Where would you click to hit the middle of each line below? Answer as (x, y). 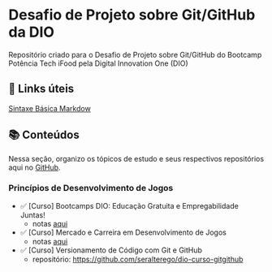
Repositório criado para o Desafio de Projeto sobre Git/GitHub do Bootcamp (135, 54)
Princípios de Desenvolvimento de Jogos (91, 188)
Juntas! (33, 215)
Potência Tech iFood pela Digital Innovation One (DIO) (98, 63)
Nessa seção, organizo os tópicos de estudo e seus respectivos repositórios (136, 158)
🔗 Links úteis (41, 89)
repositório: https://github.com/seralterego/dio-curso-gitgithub (138, 259)
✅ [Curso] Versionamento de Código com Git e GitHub (111, 250)
